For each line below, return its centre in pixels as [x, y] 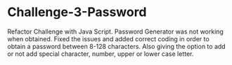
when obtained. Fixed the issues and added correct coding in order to [108, 38]
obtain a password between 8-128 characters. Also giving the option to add [117, 46]
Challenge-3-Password [77, 12]
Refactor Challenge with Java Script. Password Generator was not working [115, 31]
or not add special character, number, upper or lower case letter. [101, 54]
